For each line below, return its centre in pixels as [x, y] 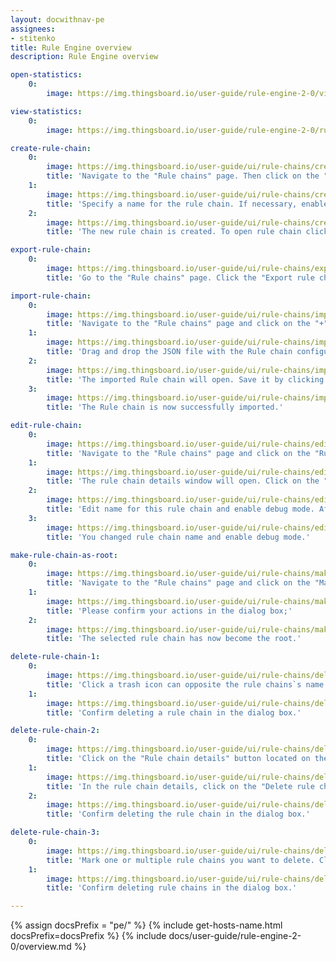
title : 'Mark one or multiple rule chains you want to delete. [180, 860]
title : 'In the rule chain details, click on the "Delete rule [180, 786]
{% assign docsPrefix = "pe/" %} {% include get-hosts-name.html [146, 925]
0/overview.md [41, 947]
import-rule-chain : [51, 296]
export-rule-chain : [51, 250]
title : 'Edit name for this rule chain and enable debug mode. [180, 509]
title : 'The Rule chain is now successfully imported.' [165, 407]
